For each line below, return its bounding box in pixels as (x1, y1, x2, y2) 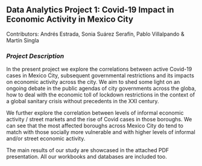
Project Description (6, 51, 65, 60)
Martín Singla (6, 36, 39, 44)
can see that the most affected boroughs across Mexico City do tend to (6, 122, 184, 129)
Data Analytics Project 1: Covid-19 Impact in (6, 5, 174, 15)
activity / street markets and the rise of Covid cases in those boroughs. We (6, 116, 192, 123)
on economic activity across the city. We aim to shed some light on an (6, 78, 180, 86)
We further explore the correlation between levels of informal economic (6, 109, 184, 117)
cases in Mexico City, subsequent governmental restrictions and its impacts (6, 72, 195, 79)
